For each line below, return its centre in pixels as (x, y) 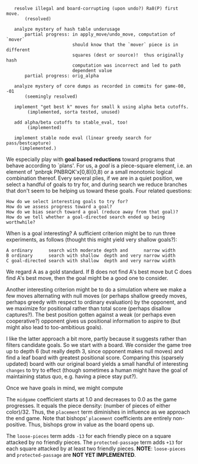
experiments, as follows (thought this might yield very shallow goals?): (92, 239)
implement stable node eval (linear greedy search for (83, 138)
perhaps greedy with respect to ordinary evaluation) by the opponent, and (96, 302)
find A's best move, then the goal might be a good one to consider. (87, 278)
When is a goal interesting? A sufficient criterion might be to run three (91, 233)
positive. (17, 424)
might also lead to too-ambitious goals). (55, 327)
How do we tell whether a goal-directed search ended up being (86, 217)
